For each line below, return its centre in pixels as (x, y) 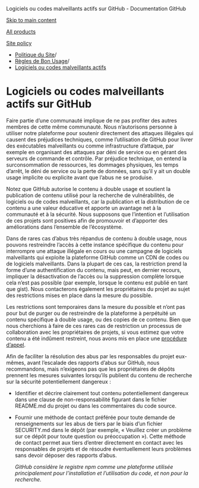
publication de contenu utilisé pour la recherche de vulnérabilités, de (90, 195)
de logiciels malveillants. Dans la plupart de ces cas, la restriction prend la (97, 264)
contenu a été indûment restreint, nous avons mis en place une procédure (97, 338)
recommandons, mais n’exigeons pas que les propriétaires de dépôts (91, 369)
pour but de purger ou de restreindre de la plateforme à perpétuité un (91, 313)
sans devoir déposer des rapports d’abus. (66, 455)
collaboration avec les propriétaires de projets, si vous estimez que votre (95, 332)
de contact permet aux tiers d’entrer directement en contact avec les (99, 442)
